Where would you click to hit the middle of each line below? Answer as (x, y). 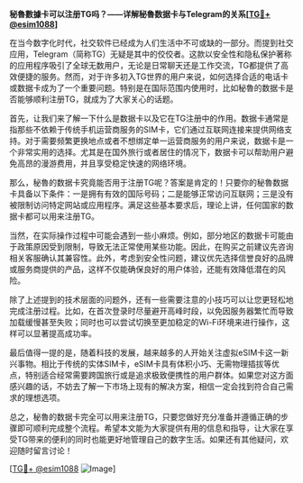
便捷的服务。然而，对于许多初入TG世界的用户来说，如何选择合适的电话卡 (153, 77)
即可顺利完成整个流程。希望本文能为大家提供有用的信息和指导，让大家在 (151, 428)
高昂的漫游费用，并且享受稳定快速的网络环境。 (104, 163)
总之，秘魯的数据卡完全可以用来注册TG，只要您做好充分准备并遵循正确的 (145, 417)
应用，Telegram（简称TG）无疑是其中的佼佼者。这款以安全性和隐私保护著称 (151, 54)
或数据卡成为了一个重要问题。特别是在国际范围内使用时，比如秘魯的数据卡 (147, 88)
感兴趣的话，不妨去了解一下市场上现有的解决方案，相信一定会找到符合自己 (147, 386)
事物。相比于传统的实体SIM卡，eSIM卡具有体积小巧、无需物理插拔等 (144, 364)
